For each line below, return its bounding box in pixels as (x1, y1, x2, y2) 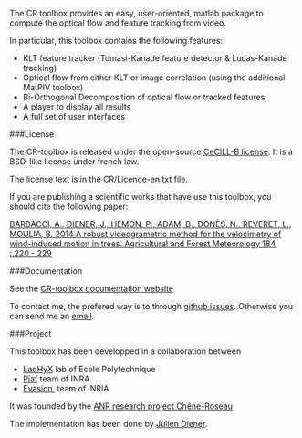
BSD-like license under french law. (9, 156, 140, 167)
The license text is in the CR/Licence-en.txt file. (9, 173, 189, 184)
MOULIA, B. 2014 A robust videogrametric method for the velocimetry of (9, 228, 282, 239)
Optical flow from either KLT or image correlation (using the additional (22, 72, 286, 83)
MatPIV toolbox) (22, 82, 84, 92)
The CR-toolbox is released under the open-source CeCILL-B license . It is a (9, 146, 294, 157)
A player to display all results (22, 101, 131, 112)
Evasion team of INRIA (22, 383, 109, 393)
